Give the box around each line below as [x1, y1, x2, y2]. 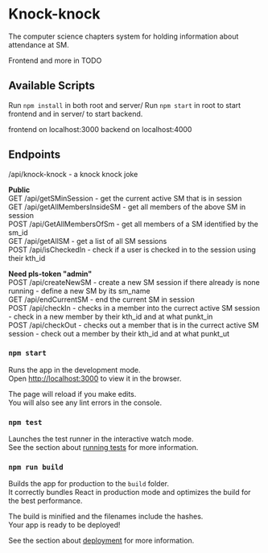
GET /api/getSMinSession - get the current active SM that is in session [8, 193, 242, 203]
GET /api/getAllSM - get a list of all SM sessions [8, 236, 167, 246]
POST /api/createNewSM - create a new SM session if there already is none [8, 277, 260, 287]
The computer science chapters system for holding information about [8, 31, 239, 41]
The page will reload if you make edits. [8, 389, 137, 398]
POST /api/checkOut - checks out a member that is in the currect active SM [8, 320, 259, 330]
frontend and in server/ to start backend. [8, 109, 143, 118]
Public [8, 184, 31, 194]
